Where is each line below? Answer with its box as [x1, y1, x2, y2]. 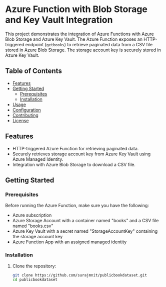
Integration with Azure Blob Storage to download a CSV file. [12, 161, 136, 167]
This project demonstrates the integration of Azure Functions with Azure [5, 31, 154, 37]
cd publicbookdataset [12, 277, 57, 282]
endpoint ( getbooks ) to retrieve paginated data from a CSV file [25, 41, 153, 47]
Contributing [12, 112, 38, 118]
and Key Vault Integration [5, 14, 113, 26]
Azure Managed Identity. [12, 156, 63, 162]
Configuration [12, 107, 41, 113]
